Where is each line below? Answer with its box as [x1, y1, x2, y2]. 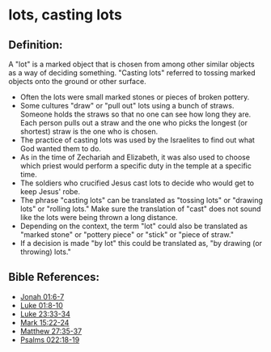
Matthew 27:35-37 [19, 326, 83, 336]
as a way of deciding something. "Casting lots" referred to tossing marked [8, 68, 256, 78]
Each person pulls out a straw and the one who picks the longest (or [19, 118, 248, 127]
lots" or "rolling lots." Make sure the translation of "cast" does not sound [19, 204, 261, 214]
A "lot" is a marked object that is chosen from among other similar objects [8, 59, 255, 69]
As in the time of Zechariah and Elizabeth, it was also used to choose [19, 152, 251, 162]
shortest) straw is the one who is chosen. [19, 127, 159, 136]
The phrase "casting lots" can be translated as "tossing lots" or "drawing [19, 196, 263, 205]
